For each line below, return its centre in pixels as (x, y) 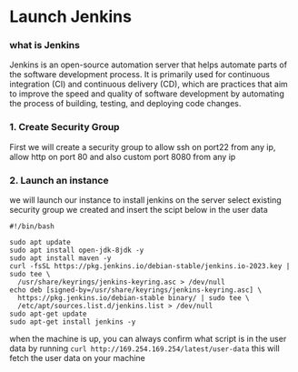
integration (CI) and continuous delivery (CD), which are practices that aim (149, 85)
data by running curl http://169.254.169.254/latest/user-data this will (144, 348)
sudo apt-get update (49, 314)
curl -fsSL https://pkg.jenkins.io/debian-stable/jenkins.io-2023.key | (150, 266)
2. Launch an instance (59, 180)
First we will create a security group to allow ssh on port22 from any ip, (143, 146)
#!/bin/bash (32, 226)
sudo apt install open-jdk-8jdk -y (77, 251)
